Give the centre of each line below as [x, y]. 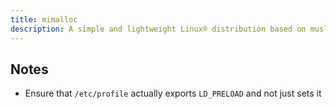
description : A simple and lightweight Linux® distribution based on [158, 29]
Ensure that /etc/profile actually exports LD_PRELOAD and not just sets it [173, 93]
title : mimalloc [44, 19]
